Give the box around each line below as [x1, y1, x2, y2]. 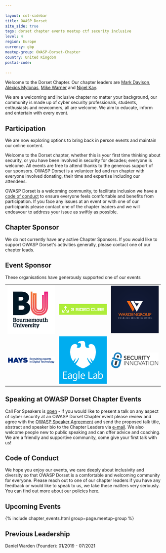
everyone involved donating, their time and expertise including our [5, 173, 140, 179]
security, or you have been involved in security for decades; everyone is [5, 158, 152, 163]
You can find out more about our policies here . [5, 488, 100, 494]
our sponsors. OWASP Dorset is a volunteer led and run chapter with [5, 168, 145, 174]
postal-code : [5, 60, 32, 65]
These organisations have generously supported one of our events [5, 274, 141, 280]
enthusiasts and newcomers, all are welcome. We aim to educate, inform [5, 105, 153, 111]
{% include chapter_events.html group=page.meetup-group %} [5, 515, 134, 521]
